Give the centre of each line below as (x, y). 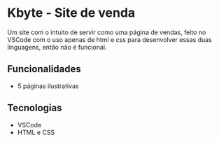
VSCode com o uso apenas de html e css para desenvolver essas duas (109, 39)
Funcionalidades (44, 69)
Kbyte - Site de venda (71, 13)
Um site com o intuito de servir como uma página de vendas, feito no (107, 32)
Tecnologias (35, 108)
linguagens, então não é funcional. (57, 47)
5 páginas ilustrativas (48, 86)
